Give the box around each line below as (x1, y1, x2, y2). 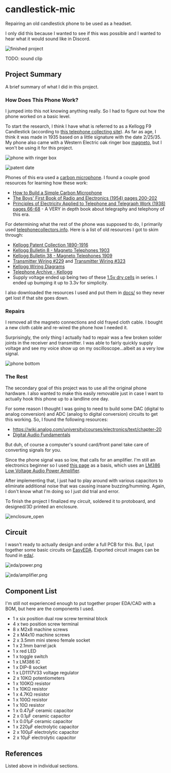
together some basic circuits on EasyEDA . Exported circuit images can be (5, 547, 159, 553)
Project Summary (5, 70, 62, 79)
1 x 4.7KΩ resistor (12, 691, 50, 698)
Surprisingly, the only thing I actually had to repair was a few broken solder (5, 334, 162, 340)
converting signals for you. (5, 447, 62, 453)
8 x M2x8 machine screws (12, 626, 68, 633)
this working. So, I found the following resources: (5, 416, 108, 422)
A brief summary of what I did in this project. (5, 83, 99, 90)
